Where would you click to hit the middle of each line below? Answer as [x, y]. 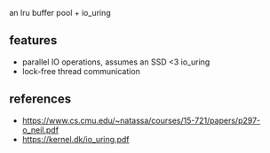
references [40, 99]
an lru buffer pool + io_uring [60, 13]
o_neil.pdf [40, 130]
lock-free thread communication [81, 71]
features [33, 40]
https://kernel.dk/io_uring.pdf [75, 139]
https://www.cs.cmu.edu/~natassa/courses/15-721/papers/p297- [141, 120]
